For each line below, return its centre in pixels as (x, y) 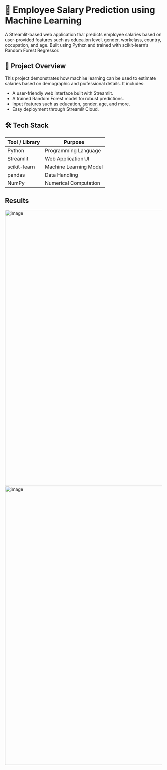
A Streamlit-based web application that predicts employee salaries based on (83, 34)
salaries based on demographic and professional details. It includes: (75, 83)
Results (17, 200)
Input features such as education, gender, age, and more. (71, 104)
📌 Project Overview (36, 66)
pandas (16, 175)
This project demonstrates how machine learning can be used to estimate (81, 78)
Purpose (74, 142)
